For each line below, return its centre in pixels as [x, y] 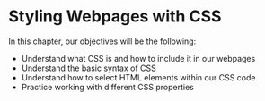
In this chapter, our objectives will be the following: [102, 41]
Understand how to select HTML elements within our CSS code [138, 77]
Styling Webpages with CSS [115, 17]
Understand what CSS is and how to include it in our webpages [138, 58]
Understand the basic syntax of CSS [88, 68]
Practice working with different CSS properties [107, 87]
